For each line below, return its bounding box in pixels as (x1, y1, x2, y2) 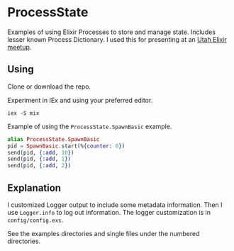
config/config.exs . (7, 216, 64, 224)
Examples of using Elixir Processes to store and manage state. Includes (7, 28, 216, 36)
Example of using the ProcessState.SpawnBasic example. (7, 122, 172, 130)
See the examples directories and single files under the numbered (7, 229, 200, 238)
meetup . (7, 43, 32, 51)
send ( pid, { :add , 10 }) (7, 149, 74, 156)
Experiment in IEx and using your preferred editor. (7, 96, 153, 104)
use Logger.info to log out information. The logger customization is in (7, 208, 211, 216)
